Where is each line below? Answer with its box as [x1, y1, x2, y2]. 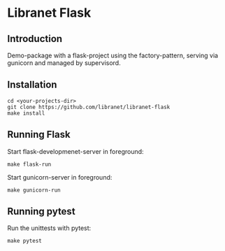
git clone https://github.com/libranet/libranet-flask [7, 103, 170, 110]
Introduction [7, 33, 63, 45]
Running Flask [7, 129, 71, 141]
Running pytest [7, 206, 75, 217]
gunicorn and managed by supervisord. [7, 59, 121, 67]
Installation [7, 79, 57, 91]
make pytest [7, 238, 42, 245]
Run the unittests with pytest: [7, 224, 92, 232]
